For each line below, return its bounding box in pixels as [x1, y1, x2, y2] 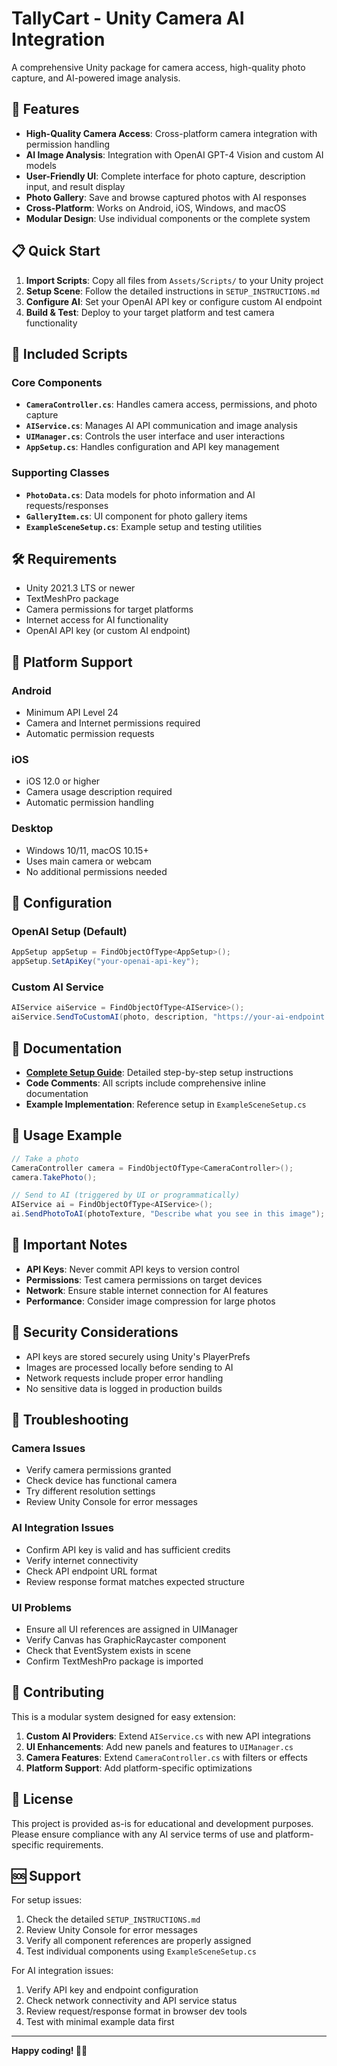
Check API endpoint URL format [25, 1565, 158, 1577]
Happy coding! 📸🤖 [11, 2045, 88, 2057]
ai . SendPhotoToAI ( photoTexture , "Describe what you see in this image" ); [11, 1209, 326, 1219]
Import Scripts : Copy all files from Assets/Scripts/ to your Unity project [25, 274, 324, 286]
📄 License [11, 1791, 74, 1808]
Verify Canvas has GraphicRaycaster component [25, 1633, 227, 1646]
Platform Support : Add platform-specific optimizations [25, 1762, 253, 1774]
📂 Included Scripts [11, 345, 128, 362]
